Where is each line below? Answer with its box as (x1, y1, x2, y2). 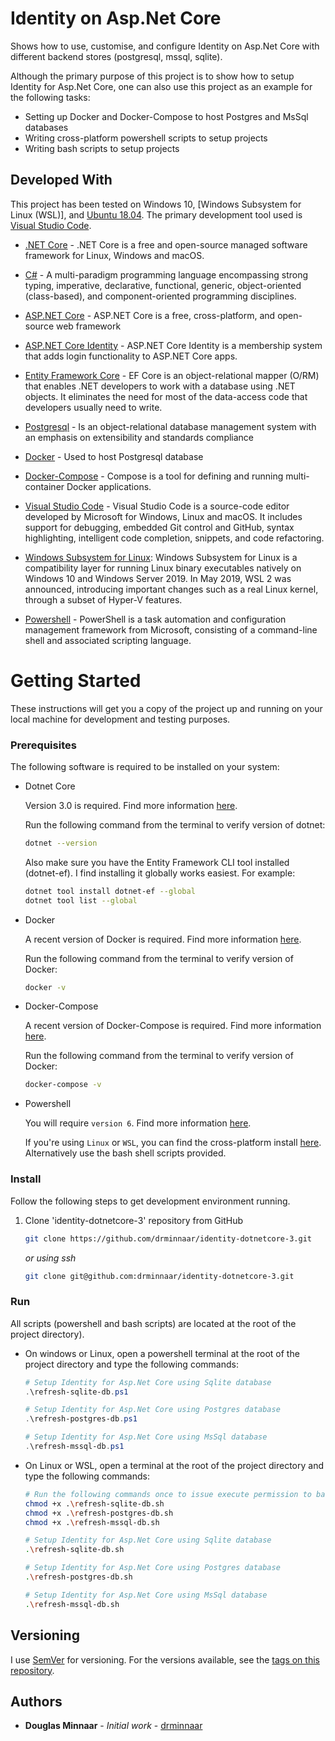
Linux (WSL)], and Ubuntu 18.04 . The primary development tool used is (10, 208, 303, 221)
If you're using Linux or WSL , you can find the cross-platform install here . (24, 1137, 322, 1149)
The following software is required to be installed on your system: (10, 760, 280, 772)
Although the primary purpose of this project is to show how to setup (10, 70, 295, 82)
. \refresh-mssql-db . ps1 (24, 1442, 125, 1452)
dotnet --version (24, 838, 98, 848)
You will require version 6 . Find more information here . (24, 1117, 252, 1129)
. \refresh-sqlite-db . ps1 (24, 1387, 129, 1397)
